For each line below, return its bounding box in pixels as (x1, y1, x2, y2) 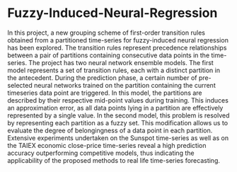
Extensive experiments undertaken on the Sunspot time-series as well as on (7, 133, 229, 142)
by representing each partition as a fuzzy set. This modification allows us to (7, 118, 229, 127)
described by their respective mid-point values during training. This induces (7, 96, 229, 104)
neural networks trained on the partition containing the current (34, 81, 216, 89)
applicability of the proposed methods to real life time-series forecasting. (7, 156, 221, 164)
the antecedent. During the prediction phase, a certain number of (7, 73, 197, 82)
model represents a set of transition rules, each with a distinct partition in (7, 66, 221, 74)
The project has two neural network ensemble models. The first (28, 58, 214, 67)
